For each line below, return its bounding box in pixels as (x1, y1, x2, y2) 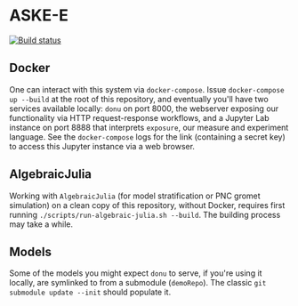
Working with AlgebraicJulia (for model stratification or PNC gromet (9, 190, 261, 201)
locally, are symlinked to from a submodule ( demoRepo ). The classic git (9, 278, 267, 288)
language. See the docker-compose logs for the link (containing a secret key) (9, 131, 286, 142)
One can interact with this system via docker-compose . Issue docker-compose (9, 84, 285, 94)
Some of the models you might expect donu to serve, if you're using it (9, 268, 262, 278)
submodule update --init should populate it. (9, 286, 172, 298)
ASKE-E (9, 5, 69, 26)
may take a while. (9, 219, 74, 229)
